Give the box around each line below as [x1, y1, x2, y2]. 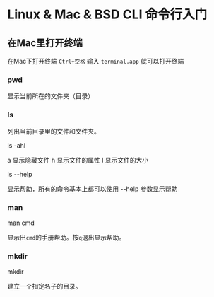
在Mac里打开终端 [7, 37, 83, 49]
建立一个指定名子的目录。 [7, 282, 82, 291]
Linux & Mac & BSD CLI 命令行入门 [7, 6, 208, 23]
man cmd [7, 219, 35, 227]
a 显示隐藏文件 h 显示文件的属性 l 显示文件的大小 [7, 156, 149, 164]
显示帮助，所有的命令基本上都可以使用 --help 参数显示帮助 [7, 185, 178, 193]
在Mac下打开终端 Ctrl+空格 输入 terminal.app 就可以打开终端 [7, 57, 184, 65]
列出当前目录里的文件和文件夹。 [7, 127, 100, 135]
